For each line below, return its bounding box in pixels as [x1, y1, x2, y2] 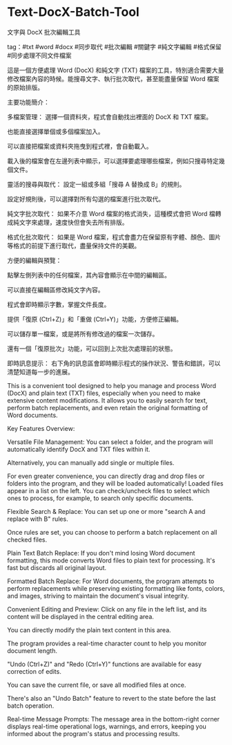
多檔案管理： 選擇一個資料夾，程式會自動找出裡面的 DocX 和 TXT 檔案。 [7, 112, 213, 121]
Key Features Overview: [7, 424, 75, 432]
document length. [7, 646, 57, 654]
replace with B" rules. [7, 515, 68, 523]
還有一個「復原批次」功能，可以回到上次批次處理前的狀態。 [7, 344, 177, 353]
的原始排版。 [7, 83, 43, 91]
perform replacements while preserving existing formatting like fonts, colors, [7, 584, 225, 592]
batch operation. [7, 701, 55, 710]
